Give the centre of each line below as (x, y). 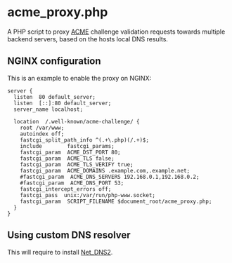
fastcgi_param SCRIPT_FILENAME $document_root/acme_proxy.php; (116, 201)
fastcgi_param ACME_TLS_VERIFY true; (77, 164)
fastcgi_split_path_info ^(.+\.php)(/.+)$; (85, 140)
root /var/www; (42, 128)
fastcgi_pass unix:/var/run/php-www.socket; (88, 195)
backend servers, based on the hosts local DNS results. (88, 39)
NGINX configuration (54, 61)
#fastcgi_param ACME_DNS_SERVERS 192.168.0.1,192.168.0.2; (110, 177)
